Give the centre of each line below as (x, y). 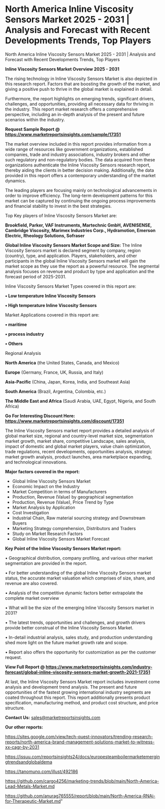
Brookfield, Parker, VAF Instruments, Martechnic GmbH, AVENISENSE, (78, 225)
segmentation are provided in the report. (46, 563)
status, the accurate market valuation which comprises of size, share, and (80, 578)
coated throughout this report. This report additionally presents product (78, 697)
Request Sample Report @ (33, 129)
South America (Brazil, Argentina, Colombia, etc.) (56, 391)
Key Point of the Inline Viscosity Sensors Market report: (63, 548)
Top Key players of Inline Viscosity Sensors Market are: (61, 215)
